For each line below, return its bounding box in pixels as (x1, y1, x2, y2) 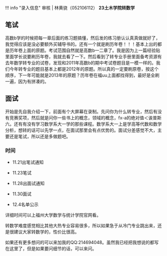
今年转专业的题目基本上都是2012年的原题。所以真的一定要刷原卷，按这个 (9, 66, 159, 72)
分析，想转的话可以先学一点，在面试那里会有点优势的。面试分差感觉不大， (5, 127, 158, 133)
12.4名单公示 (12, 201, 39, 207)
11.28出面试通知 (12, 180, 45, 186)
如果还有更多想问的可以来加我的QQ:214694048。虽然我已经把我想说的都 (5, 239, 155, 245)
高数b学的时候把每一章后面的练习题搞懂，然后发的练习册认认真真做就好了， (5, 35, 161, 41)
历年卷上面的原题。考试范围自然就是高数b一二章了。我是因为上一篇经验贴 (9, 47, 161, 53)
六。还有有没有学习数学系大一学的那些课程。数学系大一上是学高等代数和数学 (5, 121, 162, 127)
